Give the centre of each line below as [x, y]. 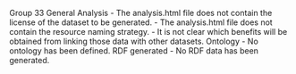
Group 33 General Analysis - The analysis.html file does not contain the [141, 13]
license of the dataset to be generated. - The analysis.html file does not [141, 22]
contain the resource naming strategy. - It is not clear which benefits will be [148, 32]
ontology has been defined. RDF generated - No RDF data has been [134, 51]
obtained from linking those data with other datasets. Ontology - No [134, 41]
